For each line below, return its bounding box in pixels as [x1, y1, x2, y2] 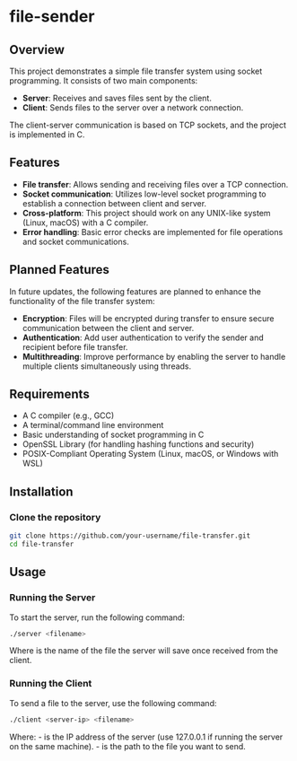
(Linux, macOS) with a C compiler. [22, 217, 149, 228]
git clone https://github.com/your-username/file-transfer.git [9, 531, 251, 540]
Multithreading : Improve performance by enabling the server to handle [22, 351, 286, 362]
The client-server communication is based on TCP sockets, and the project [9, 119, 287, 130]
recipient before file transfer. [22, 341, 128, 352]
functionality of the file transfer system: [9, 295, 155, 306]
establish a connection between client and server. [22, 197, 207, 208]
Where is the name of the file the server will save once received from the [9, 645, 278, 656]
